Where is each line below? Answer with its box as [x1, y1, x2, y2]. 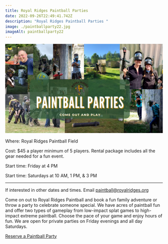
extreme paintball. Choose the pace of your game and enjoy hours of [20, 212, 162, 218]
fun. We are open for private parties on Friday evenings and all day [5, 218, 142, 224]
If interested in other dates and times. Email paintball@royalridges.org [5, 187, 149, 193]
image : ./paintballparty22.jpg [5, 24, 70, 29]
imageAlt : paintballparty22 [5, 29, 64, 35]
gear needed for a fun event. [5, 153, 64, 159]
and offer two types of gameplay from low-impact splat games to [5, 207, 139, 213]
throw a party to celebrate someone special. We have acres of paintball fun [5, 202, 160, 208]
